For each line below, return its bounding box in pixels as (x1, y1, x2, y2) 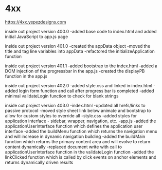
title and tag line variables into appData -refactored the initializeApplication (5, 48, 155, 54)
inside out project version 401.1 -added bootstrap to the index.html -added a (5, 63, 158, 69)
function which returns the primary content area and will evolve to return (5, 138, 151, 144)
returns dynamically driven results (5, 159, 73, 165)
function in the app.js (5, 73, 48, 79)
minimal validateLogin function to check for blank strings (5, 93, 119, 99)
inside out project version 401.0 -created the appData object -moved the (5, 43, 151, 49)
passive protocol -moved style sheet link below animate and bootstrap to (5, 108, 151, 113)
